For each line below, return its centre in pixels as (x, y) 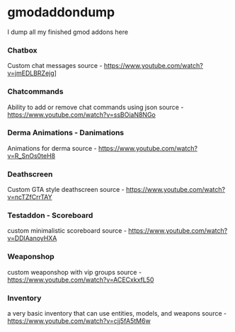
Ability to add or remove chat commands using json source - (96, 107)
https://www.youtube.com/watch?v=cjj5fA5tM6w (79, 321)
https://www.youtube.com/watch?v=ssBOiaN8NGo (81, 115)
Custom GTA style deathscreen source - (66, 190)
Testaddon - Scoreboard (50, 215)
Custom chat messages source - (55, 66)
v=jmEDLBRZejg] (32, 73)
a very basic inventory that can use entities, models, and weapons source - (117, 314)
